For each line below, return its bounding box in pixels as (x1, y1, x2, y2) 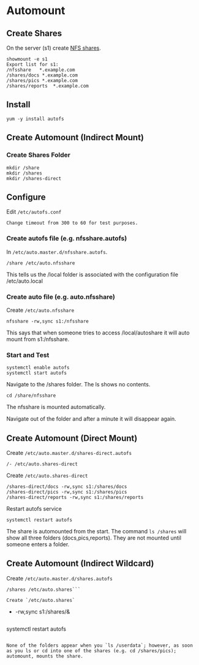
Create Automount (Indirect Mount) (6, 132, 144, 143)
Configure (6, 192, 46, 202)
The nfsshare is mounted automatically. (6, 404, 106, 411)
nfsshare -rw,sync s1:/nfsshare (6, 318, 89, 325)
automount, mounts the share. (6, 653, 84, 659)
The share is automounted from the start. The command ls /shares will (6, 528, 187, 535)
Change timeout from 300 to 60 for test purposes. (6, 220, 138, 227)
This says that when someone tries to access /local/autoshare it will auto (6, 329, 190, 336)
